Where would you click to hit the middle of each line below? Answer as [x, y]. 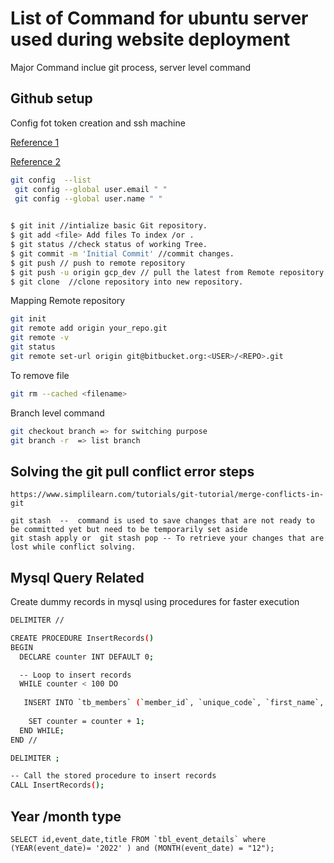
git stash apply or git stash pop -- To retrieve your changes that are [167, 538]
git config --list [51, 180]
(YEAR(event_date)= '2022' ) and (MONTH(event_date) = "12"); [142, 848]
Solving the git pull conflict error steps [132, 471]
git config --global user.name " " [88, 198]
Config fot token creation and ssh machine [98, 123]
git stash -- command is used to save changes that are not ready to [162, 521]
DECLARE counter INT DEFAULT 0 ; [87, 657]
